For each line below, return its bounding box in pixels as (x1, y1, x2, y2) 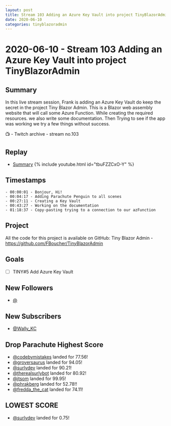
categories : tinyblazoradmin (5, 21, 67, 27)
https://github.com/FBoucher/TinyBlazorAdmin (5, 240, 103, 246)
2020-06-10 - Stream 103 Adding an (5, 44, 162, 55)
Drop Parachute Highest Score (5, 340, 103, 349)
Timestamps (5, 176, 46, 185)
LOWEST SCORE (5, 401, 59, 410)
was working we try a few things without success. (5, 121, 110, 127)
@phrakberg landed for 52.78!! (12, 381, 77, 387)
